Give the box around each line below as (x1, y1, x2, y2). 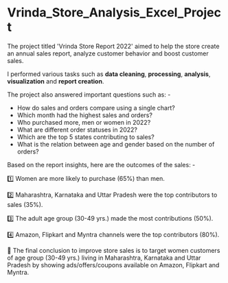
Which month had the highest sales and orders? (16, 111, 153, 119)
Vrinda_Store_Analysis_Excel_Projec (7, 5, 222, 21)
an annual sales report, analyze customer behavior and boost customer (7, 49, 209, 58)
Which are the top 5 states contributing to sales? (16, 132, 155, 141)
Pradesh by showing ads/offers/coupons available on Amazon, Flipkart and (7, 260, 220, 269)
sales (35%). (7, 200, 43, 208)
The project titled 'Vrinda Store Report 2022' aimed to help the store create (7, 42, 220, 50)
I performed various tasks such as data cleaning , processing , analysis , (7, 70, 211, 78)
